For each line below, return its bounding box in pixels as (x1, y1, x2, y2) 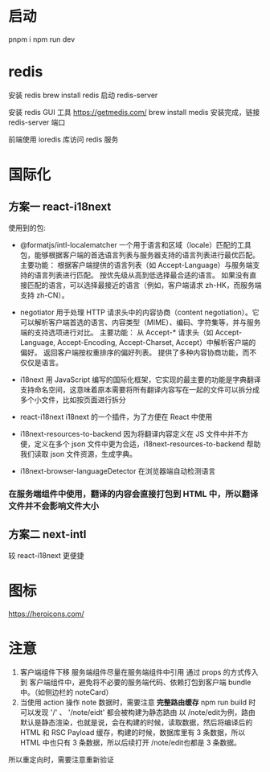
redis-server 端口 (8, 117, 66, 127)
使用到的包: (8, 223, 47, 232)
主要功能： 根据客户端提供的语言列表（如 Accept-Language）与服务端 (19, 260, 253, 269)
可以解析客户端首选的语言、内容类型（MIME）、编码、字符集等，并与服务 (19, 317, 261, 326)
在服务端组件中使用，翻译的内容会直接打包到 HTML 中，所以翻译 (8, 488, 259, 499)
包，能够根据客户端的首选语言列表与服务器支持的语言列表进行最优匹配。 (19, 250, 260, 260)
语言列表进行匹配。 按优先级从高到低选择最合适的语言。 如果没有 (34, 270, 250, 280)
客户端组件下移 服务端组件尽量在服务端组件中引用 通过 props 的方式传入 (19, 667, 259, 677)
